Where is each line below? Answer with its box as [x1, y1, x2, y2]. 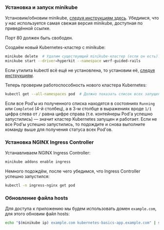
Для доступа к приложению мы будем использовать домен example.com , [5, 205, 157, 212]
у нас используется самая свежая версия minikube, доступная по [5, 20, 143, 26]
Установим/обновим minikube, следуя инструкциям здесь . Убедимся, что [5, 15, 159, 21]
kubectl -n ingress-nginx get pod [5, 183, 76, 188]
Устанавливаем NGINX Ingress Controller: [5, 150, 91, 156]
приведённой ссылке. [5, 26, 51, 31]
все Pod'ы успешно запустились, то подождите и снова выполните [5, 121, 145, 127]
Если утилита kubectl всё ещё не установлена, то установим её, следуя [5, 68, 155, 74]
